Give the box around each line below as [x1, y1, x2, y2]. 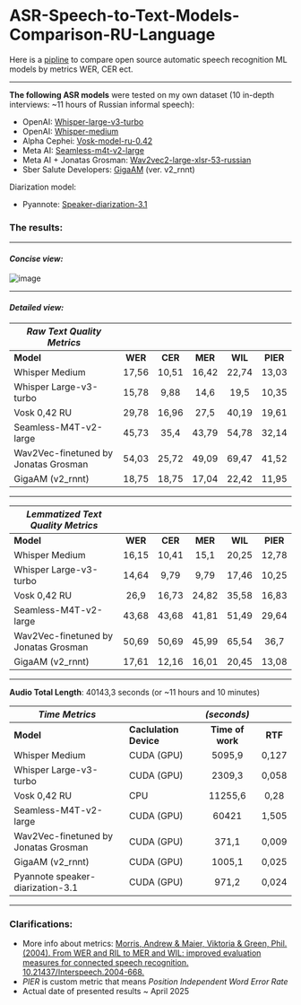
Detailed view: [9, 302, 64, 313]
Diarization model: [9, 181, 77, 192]
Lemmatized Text [26, 508, 102, 520]
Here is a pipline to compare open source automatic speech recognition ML [9, 54, 288, 65]
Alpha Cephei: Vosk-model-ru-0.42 [21, 135, 153, 146]
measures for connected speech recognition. [21, 957, 190, 967]
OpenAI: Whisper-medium [21, 126, 119, 136]
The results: [9, 221, 64, 233]
